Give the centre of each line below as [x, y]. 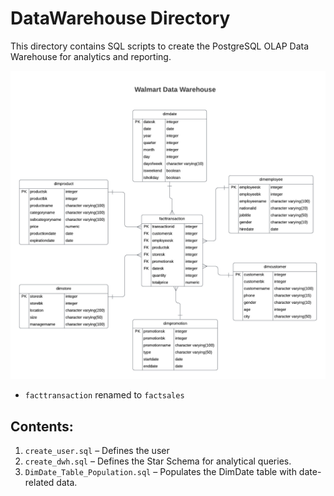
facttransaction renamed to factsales [104, 395]
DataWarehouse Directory [120, 18]
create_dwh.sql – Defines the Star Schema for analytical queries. [158, 461]
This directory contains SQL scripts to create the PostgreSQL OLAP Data [160, 46]
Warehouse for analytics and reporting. [91, 56]
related [39, 482]
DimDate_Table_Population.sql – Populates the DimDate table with [160, 471]
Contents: [42, 426]
